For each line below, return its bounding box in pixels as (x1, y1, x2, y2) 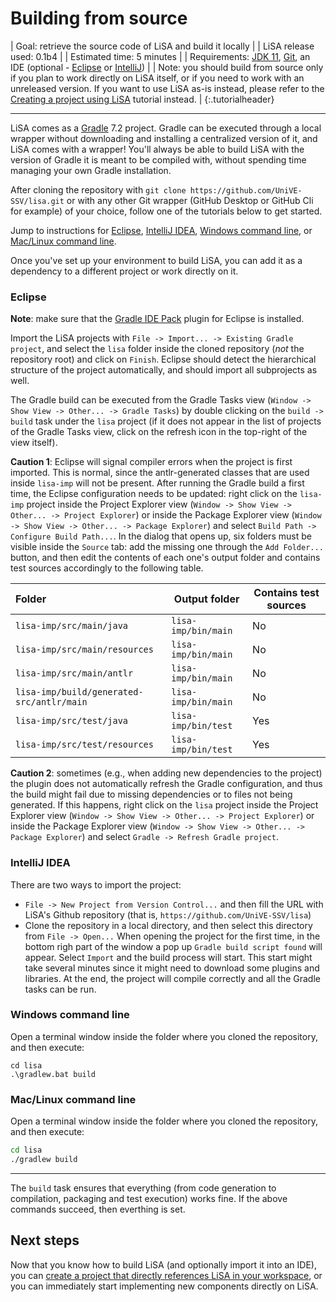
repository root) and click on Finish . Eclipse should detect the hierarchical (10, 353, 317, 366)
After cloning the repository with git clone (10, 183, 187, 196)
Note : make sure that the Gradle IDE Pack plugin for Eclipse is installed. (10, 313, 305, 325)
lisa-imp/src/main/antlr (15, 668, 134, 679)
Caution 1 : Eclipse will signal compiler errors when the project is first (10, 456, 293, 468)
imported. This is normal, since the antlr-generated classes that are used (10, 467, 310, 479)
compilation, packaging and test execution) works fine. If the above (10, 1192, 288, 1204)
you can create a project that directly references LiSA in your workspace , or (10, 1269, 323, 1281)
